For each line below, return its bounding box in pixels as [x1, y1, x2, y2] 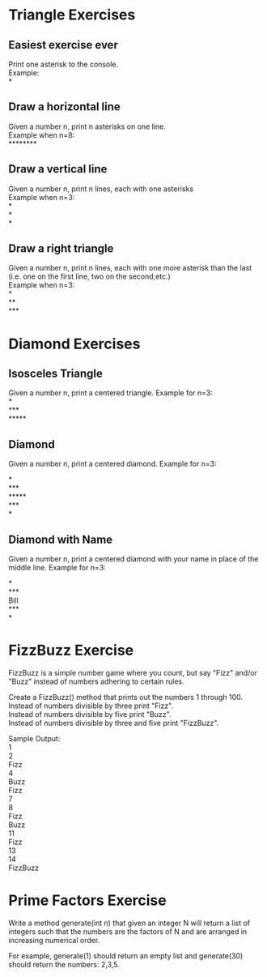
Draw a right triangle [8, 241, 114, 256]
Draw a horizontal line [8, 100, 121, 114]
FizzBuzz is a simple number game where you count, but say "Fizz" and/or [8, 668, 257, 677]
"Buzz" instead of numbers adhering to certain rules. [8, 676, 184, 686]
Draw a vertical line [8, 162, 108, 176]
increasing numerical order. [8, 935, 100, 945]
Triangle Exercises [8, 6, 136, 24]
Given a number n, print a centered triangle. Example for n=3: [8, 388, 213, 398]
